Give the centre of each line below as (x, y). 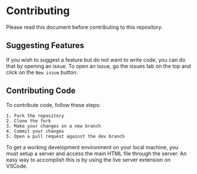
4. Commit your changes (35, 131)
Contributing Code (41, 91)
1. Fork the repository (35, 116)
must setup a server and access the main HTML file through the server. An (96, 153)
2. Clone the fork (29, 121)
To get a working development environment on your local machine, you (92, 147)
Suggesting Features (45, 46)
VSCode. (17, 166)
